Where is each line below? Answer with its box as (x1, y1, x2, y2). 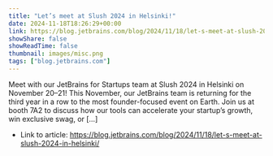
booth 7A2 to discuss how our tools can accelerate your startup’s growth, (8, 105, 253, 115)
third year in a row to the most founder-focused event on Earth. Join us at (8, 97, 254, 106)
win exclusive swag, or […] (8, 114, 98, 123)
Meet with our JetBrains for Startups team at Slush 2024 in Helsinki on (8, 79, 245, 89)
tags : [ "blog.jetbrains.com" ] (8, 58, 111, 66)
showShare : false (8, 34, 67, 43)
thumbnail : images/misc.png (8, 50, 104, 58)
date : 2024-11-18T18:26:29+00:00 (8, 19, 122, 28)
